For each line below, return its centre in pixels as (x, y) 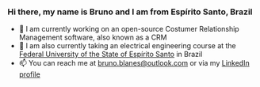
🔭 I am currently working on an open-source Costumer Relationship (129, 29)
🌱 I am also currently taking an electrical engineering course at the (128, 46)
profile (29, 74)
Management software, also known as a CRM (93, 37)
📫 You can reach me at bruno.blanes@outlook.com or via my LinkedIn (134, 63)
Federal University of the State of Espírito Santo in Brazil (111, 55)
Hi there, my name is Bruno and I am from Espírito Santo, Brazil (130, 12)
